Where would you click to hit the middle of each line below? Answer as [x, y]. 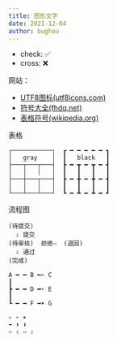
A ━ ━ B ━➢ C [30, 275]
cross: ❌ [34, 63]
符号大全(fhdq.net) [51, 108]
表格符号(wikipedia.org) [59, 118]
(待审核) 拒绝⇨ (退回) [46, 244]
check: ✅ [35, 54]
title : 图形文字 [33, 16]
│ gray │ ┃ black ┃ [59, 158]
